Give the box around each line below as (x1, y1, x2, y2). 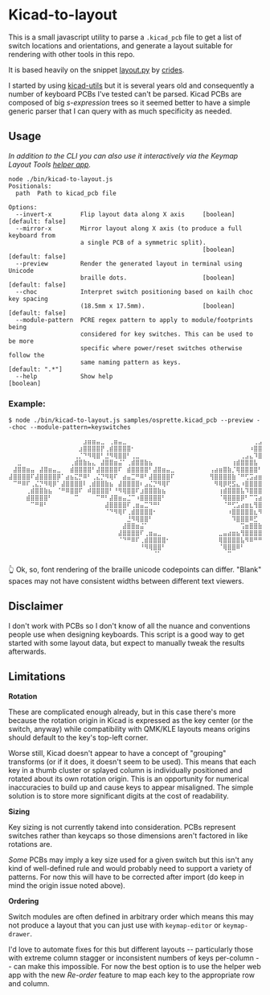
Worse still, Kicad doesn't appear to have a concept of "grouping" (8, 748, 227, 758)
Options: (8, 203, 38, 211)
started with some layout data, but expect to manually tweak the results (8, 638, 245, 647)
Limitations (8, 670, 66, 683)
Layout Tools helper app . (8, 159, 91, 169)
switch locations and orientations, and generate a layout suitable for (8, 40, 233, 50)
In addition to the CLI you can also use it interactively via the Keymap (8, 151, 239, 160)
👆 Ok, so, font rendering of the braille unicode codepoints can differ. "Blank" (8, 565, 262, 575)
